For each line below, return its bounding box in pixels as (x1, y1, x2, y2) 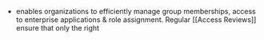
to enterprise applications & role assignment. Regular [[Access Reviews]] (15, 15, 257, 24)
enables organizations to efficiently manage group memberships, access (15, 7, 256, 16)
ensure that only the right (15, 24, 100, 32)
